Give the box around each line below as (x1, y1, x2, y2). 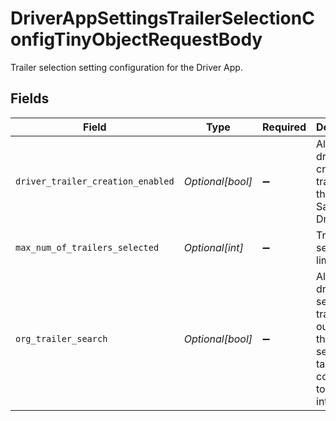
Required (262, 120, 307, 134)
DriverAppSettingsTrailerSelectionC (10, 7, 315, 30)
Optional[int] (183, 240, 244, 254)
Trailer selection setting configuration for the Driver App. (10, 61, 243, 73)
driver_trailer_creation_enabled (15, 175, 175, 187)
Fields (10, 90, 50, 107)
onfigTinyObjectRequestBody (10, 28, 263, 51)
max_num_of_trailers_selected (15, 242, 160, 253)
